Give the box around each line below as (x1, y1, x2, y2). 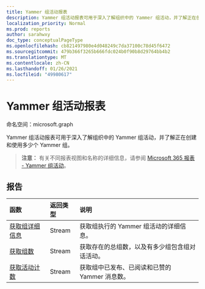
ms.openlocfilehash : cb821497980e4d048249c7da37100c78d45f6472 (6, 43, 171, 49)
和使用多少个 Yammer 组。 (6, 141, 73, 149)
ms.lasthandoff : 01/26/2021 (6, 65, 78, 72)
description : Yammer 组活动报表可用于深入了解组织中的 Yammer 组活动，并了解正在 (6, 15, 196, 21)
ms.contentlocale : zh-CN (6, 60, 70, 66)
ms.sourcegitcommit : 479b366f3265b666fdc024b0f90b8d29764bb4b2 (6, 49, 171, 55)
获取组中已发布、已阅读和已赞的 (79, 263, 171, 271)
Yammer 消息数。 (79, 273, 130, 280)
